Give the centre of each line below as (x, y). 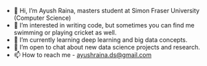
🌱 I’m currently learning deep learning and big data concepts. (100, 40)
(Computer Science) (42, 18)
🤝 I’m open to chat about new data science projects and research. (107, 47)
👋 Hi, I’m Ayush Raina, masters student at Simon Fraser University (107, 11)
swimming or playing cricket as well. (65, 32)
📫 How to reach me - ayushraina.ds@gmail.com (83, 55)
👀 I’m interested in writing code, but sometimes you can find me (104, 25)
